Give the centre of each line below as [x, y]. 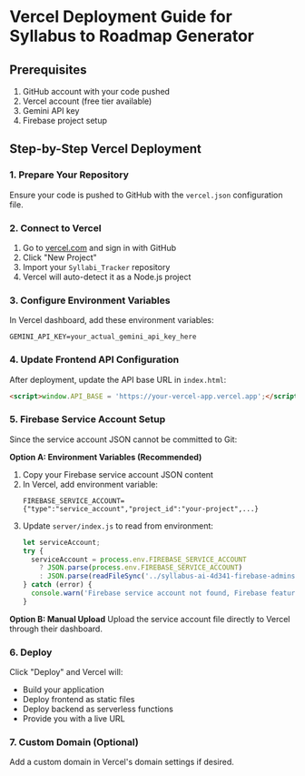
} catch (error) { [57, 585]
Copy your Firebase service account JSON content [118, 474]
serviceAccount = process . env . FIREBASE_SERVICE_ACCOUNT [139, 559]
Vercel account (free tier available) [87, 101]
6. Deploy [31, 652]
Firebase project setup [64, 121]
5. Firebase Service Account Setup [88, 419]
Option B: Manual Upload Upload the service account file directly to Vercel [150, 619]
